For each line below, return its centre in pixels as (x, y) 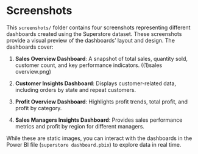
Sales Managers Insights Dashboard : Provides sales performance (99, 120)
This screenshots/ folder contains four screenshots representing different (98, 27)
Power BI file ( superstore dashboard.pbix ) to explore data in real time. (94, 144)
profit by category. (38, 108)
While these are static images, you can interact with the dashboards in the (99, 138)
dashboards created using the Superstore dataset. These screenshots (94, 33)
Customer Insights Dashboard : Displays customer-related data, (96, 83)
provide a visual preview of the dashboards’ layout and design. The (91, 40)
